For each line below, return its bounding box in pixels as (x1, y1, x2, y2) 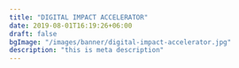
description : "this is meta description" (9, 46, 165, 55)
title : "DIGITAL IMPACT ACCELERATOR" (9, 12, 149, 22)
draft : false (9, 29, 58, 38)
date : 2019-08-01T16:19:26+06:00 (9, 21, 133, 30)
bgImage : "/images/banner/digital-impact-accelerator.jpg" (9, 37, 232, 47)
